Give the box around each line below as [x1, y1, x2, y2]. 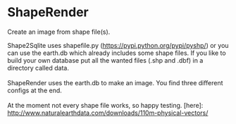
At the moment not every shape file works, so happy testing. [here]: [7, 101, 204, 109]
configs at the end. [7, 86, 62, 94]
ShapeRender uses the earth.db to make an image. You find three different [7, 78, 223, 87]
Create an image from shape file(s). [7, 27, 111, 36]
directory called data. [7, 63, 69, 72]
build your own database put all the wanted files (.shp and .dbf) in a [7, 56, 204, 64]
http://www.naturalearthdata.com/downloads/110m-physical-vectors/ [7, 108, 209, 117]
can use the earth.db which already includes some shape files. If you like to [7, 49, 227, 57]
